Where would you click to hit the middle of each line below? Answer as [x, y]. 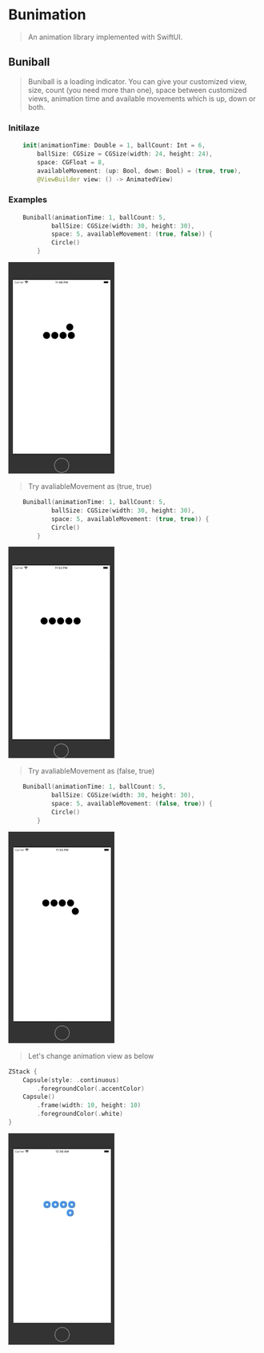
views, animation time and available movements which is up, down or [142, 99]
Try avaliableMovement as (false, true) [91, 771]
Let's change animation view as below [91, 1056]
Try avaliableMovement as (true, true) [90, 487]
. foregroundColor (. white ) [80, 1114]
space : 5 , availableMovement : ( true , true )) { [130, 519]
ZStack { [23, 1072]
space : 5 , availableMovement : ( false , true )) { [132, 804]
